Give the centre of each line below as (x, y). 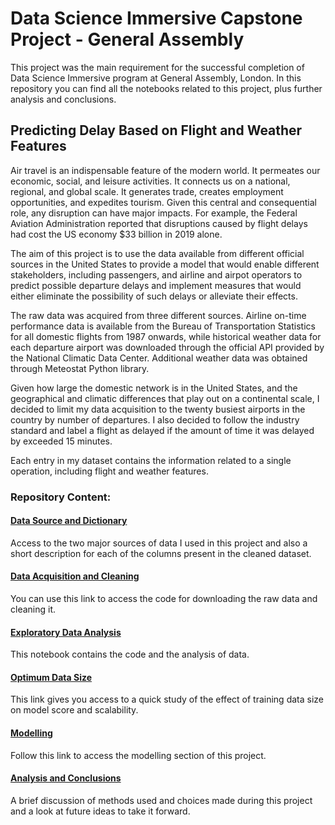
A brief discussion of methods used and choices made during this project (161, 800)
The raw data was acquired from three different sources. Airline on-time (158, 315)
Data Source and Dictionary (69, 521)
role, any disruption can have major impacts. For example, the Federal (154, 213)
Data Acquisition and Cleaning (75, 576)
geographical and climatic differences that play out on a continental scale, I (165, 398)
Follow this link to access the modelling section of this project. (138, 755)
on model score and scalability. (74, 710)
